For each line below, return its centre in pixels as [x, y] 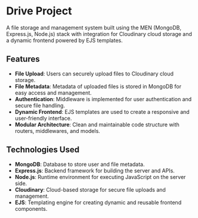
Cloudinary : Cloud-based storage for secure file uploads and [90, 189]
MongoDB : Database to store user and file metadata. [80, 164]
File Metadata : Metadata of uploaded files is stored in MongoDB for [98, 86]
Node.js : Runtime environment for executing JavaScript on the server [100, 177]
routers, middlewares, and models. [57, 131]
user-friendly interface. [43, 118]
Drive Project [39, 11]
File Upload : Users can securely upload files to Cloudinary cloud [94, 74]
